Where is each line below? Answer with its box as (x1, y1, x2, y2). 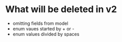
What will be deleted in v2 (5, 4, 117, 15)
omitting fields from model (12, 20, 68, 26)
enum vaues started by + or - (12, 25, 75, 31)
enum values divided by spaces (12, 31, 80, 37)
